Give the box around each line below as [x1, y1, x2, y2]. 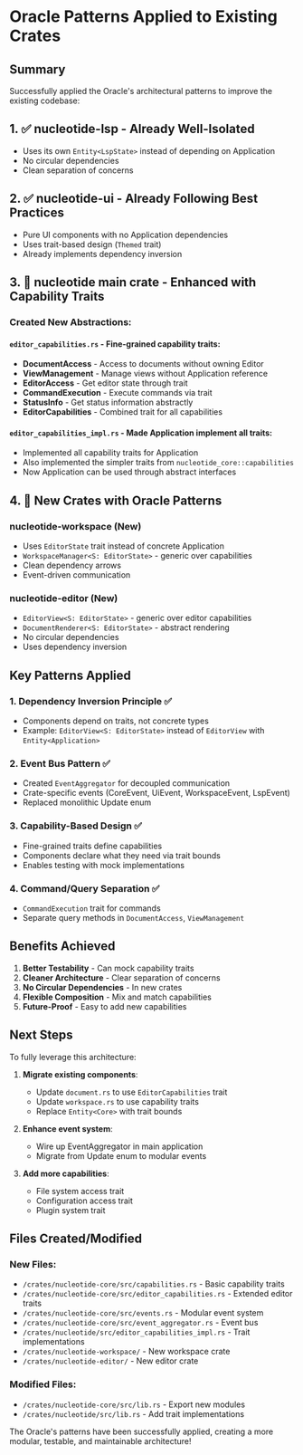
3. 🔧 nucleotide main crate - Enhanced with [9, 274, 257, 291]
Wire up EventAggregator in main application [35, 1141, 204, 1152]
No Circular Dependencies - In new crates [22, 981, 183, 992]
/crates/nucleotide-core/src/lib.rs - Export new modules [22, 1399, 246, 1410]
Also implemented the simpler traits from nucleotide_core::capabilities [22, 457, 294, 468]
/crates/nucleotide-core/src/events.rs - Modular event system [22, 1307, 264, 1318]
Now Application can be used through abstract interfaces [22, 466, 237, 477]
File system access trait [35, 1185, 125, 1196]
